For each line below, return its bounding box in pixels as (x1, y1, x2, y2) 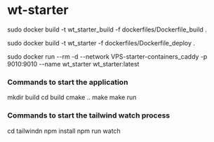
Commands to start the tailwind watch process (7, 111, 170, 120)
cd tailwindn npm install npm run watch (7, 127, 121, 135)
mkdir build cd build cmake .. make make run (7, 93, 137, 101)
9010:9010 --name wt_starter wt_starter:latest (7, 59, 140, 68)
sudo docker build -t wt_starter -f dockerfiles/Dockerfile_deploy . (7, 38, 195, 47)
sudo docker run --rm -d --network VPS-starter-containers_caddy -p (7, 52, 208, 61)
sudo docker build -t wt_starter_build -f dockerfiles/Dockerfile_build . (7, 25, 207, 34)
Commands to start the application (7, 77, 128, 87)
